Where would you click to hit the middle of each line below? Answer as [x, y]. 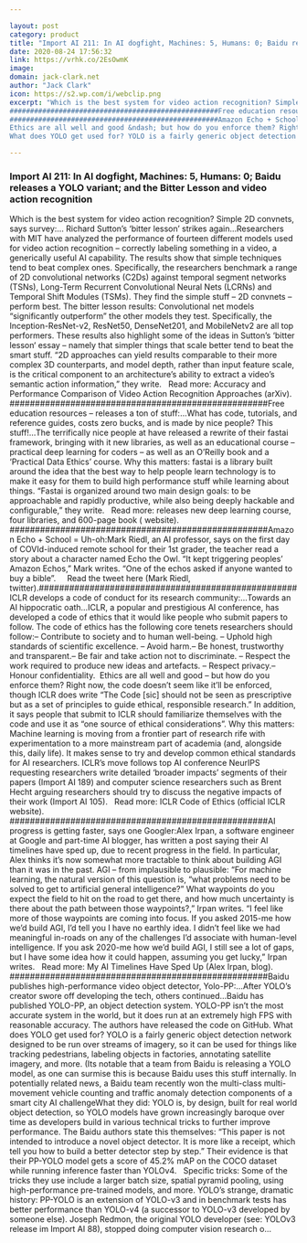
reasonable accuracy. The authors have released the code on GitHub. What [152, 1025]
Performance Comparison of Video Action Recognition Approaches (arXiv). [151, 394]
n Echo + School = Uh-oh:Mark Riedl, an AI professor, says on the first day [150, 539]
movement [30, 1093]
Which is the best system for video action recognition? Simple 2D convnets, [152, 219]
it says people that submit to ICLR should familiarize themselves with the [146, 715]
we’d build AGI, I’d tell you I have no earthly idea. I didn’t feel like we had [145, 928]
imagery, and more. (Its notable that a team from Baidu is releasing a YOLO [150, 1064]
